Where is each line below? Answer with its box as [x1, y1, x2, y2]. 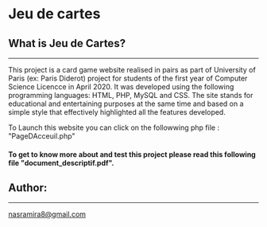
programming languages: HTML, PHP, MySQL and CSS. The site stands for [8, 91, 253, 100]
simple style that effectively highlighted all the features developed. [8, 108, 226, 116]
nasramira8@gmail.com [8, 209, 86, 219]
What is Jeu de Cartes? [8, 37, 126, 50]
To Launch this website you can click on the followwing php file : [8, 123, 220, 132]
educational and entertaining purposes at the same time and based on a [8, 99, 244, 108]
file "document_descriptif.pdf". [8, 158, 114, 167]
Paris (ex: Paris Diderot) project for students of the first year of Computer [8, 73, 248, 83]
